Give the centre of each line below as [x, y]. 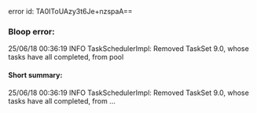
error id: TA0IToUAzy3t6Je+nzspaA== [70, 11]
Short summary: [35, 75]
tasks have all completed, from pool [66, 57]
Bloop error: [31, 31]
